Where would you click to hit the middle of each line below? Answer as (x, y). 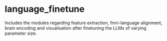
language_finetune (45, 9)
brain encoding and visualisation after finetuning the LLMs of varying (76, 28)
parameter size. (21, 33)
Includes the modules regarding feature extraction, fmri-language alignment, (83, 23)
